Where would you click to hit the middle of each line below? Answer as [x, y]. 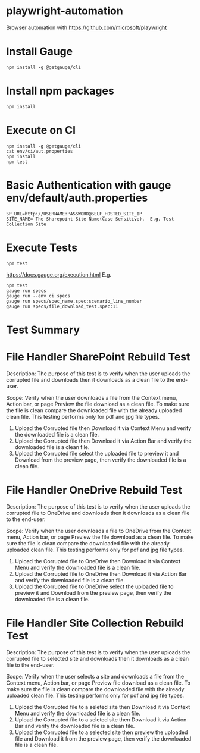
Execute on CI [41, 130]
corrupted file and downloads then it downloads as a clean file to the [90, 379]
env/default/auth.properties [77, 198]
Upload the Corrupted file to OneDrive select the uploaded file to [94, 586]
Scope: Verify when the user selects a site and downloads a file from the [95, 676]
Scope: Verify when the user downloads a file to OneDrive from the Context [99, 531]
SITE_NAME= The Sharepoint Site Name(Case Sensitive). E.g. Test [90, 219]
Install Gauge [40, 51]
